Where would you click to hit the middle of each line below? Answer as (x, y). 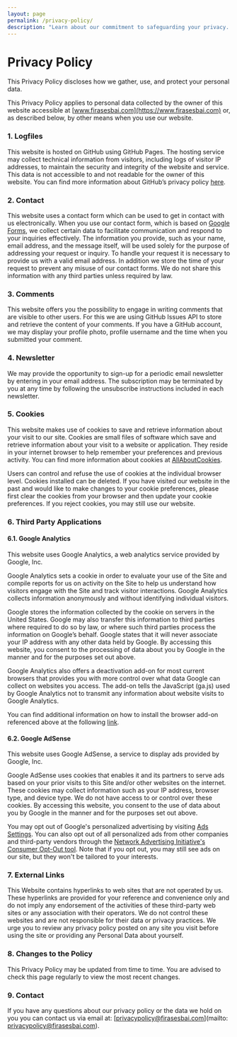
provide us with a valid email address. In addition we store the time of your (116, 260)
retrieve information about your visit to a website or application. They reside (118, 445)
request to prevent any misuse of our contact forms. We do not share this (114, 268)
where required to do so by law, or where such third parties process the (112, 626)
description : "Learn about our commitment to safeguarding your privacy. (118, 27)
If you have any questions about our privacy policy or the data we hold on (115, 1011)
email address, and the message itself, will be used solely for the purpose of (118, 246)
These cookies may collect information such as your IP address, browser (114, 791)
